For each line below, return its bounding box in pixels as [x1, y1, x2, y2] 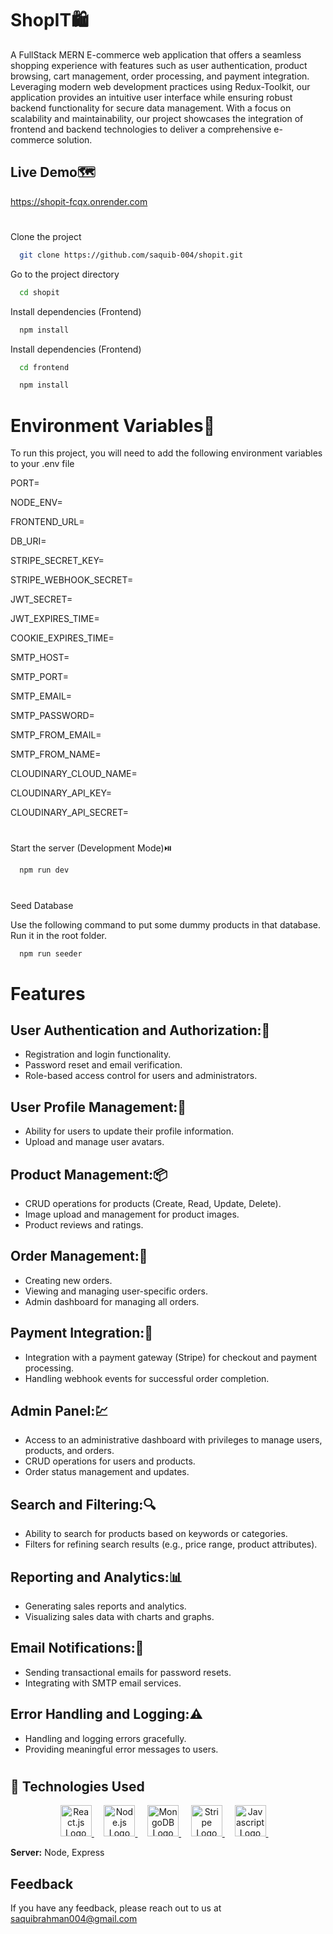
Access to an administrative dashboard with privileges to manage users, [24, 1434, 323, 1446]
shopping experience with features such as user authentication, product [10, 59, 308, 71]
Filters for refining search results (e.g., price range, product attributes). [24, 1538, 318, 1551]
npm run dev [19, 865, 70, 876]
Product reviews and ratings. [24, 1219, 144, 1231]
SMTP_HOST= [10, 652, 70, 664]
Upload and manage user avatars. [24, 1136, 165, 1148]
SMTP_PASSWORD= [10, 710, 95, 722]
